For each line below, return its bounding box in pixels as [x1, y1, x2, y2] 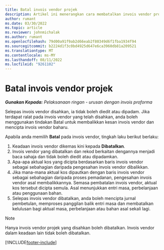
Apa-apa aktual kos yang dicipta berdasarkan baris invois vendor [12, 159, 143, 165]
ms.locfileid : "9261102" [5, 62, 56, 67]
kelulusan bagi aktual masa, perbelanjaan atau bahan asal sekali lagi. [12, 206, 151, 212]
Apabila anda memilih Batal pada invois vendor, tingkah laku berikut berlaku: [5, 134, 159, 140]
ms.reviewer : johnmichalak [5, 30, 60, 35]
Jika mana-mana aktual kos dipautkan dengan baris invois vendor [12, 170, 145, 175]
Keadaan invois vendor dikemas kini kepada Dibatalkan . [12, 143, 125, 150]
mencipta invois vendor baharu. [5, 125, 69, 130]
